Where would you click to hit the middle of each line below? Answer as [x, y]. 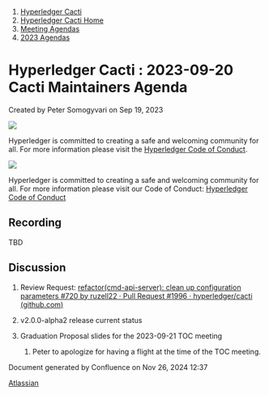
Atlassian [23, 383]
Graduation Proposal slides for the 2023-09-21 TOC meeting [121, 336]
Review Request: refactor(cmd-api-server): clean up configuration [130, 287]
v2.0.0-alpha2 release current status [81, 320]
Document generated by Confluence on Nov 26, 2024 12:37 [108, 367]
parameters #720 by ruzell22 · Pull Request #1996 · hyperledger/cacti [136, 295]
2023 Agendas [45, 37]
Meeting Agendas [50, 29]
